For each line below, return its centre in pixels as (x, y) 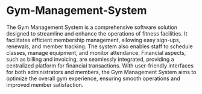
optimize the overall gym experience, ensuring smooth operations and (93, 78)
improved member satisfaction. (45, 84)
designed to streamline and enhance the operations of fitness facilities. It (97, 33)
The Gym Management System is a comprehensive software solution (92, 27)
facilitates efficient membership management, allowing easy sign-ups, (93, 40)
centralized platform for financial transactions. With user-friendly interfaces (100, 65)
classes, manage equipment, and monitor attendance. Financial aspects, (96, 52)
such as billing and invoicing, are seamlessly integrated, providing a (90, 59)
